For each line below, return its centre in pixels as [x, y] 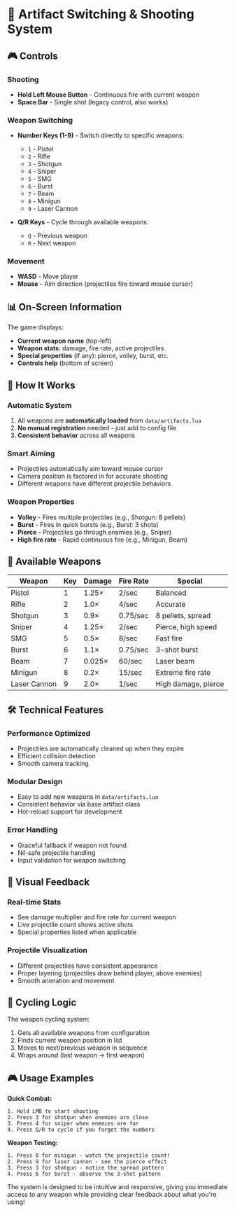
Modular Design [35, 781]
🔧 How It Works [41, 385]
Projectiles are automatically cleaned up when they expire [100, 748]
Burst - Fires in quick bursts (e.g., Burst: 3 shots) [88, 524]
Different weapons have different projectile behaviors [94, 484]
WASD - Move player [48, 277]
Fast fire [169, 638]
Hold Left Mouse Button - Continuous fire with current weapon [108, 95]
